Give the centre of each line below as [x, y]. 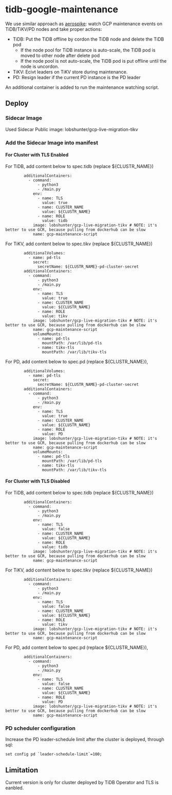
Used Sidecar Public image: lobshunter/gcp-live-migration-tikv [72, 129]
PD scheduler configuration [41, 728]
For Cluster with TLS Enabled [37, 155]
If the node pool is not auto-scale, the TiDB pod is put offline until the [93, 61]
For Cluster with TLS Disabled [38, 481]
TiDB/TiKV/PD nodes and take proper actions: [54, 29]
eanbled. [15, 788]
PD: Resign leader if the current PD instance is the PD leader [77, 77]
